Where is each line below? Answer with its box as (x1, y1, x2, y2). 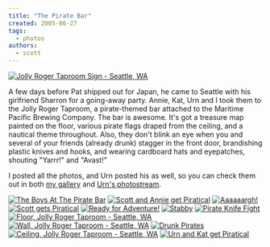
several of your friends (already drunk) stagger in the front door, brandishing (8, 138, 263, 147)
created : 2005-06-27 (8, 19, 78, 27)
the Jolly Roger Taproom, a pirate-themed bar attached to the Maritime (8, 104, 244, 113)
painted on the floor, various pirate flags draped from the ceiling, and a (8, 121, 243, 130)
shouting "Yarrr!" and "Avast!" (8, 155, 107, 165)
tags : (8, 27, 27, 35)
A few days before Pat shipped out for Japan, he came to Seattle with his (8, 87, 251, 97)
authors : (8, 42, 38, 50)
